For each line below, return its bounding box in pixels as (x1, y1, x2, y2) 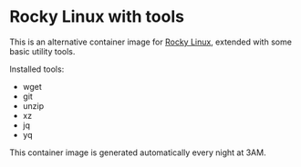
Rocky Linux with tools (9, 6, 185, 27)
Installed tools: (9, 64, 65, 74)
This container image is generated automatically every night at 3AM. (9, 147, 266, 158)
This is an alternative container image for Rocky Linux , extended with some (9, 36, 292, 47)
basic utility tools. (9, 45, 76, 56)
